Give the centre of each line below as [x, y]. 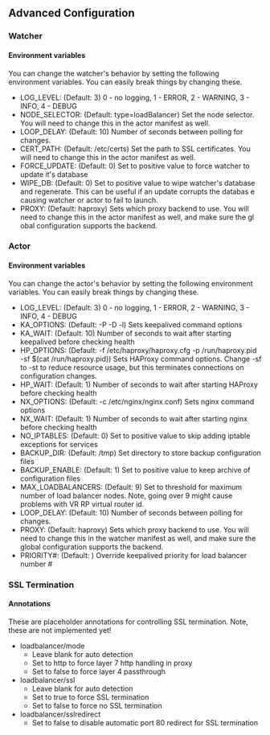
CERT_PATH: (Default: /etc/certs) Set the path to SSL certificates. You [135, 149]
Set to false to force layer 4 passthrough [99, 671]
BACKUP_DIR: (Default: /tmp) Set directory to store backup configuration [140, 453]
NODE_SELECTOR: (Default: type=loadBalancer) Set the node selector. [137, 114]
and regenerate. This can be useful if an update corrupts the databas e [137, 191]
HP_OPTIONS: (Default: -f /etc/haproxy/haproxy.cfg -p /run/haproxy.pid [138, 350]
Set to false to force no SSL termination [97, 705]
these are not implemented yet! [60, 630]
